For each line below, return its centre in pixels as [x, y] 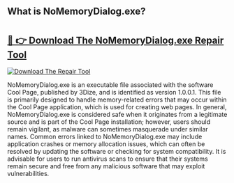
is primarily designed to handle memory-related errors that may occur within [117, 100]
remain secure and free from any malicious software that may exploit [106, 166]
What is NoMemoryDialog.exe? [76, 11]
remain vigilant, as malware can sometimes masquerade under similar [108, 129]
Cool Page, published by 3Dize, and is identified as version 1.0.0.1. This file [114, 92]
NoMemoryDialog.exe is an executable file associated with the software [110, 85]
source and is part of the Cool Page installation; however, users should [109, 122]
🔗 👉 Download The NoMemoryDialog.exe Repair [116, 40]
